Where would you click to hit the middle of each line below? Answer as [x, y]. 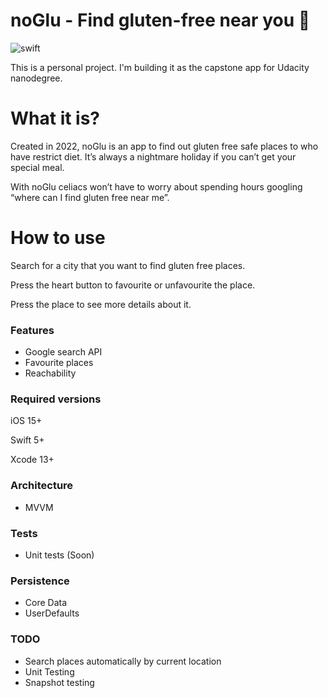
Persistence [40, 581]
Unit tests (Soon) [59, 555]
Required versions [56, 399]
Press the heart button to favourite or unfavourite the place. [133, 285]
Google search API [63, 352]
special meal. [37, 167]
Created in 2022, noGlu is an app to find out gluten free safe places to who [164, 146]
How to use [58, 238]
